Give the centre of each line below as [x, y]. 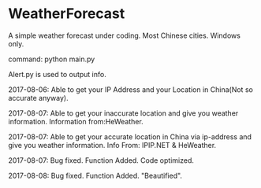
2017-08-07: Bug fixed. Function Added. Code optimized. [101, 160]
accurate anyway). [38, 98]
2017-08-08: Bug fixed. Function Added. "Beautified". [95, 175]
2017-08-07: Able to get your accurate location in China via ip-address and [130, 136]
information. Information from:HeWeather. [76, 121]
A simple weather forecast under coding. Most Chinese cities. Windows [124, 35]
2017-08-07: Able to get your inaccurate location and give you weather [123, 113]
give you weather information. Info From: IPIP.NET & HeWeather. [112, 145]
